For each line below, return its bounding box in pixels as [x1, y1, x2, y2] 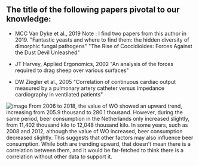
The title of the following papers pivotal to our [6, 5, 180, 15]
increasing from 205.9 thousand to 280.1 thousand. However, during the [6, 108, 183, 115]
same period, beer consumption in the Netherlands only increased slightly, [6, 115, 190, 122]
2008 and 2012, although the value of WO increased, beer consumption [6, 127, 183, 134]
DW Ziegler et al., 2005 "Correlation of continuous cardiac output [14, 78, 176, 85]
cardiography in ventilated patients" [14, 90, 103, 98]
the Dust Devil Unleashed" [14, 49, 80, 56]
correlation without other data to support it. [6, 153, 112, 160]
